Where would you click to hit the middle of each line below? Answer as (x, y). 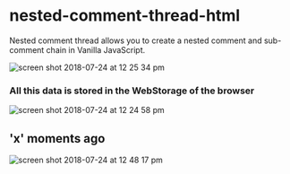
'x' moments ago (57, 139)
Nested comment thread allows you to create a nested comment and (136, 40)
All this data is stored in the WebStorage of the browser (132, 91)
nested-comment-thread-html (125, 16)
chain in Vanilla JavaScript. (96, 49)
